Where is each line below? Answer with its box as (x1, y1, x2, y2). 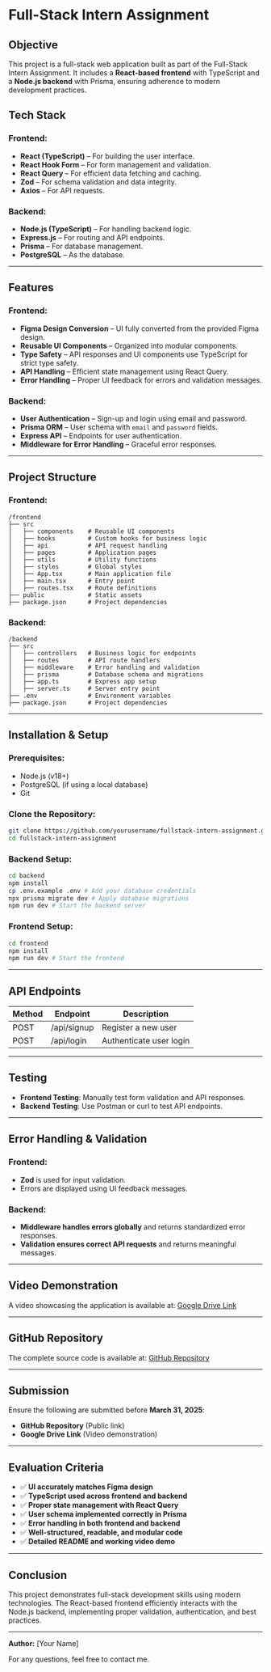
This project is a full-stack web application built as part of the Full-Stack (8, 59, 248, 69)
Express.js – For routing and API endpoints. (19, 232, 165, 242)
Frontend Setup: (8, 921, 74, 932)
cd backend (8, 871, 45, 879)
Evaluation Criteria (8, 1460, 104, 1474)
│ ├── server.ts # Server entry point (8, 684, 161, 692)
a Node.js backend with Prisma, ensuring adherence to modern (8, 77, 220, 86)
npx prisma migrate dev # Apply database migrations (8, 894, 190, 903)
